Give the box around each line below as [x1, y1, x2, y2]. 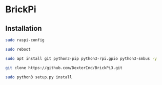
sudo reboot [5, 47, 31, 52]
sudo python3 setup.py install [5, 74, 72, 80]
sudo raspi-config [5, 37, 45, 42]
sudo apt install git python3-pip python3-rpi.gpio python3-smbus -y [5, 56, 157, 61]
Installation [5, 24, 42, 33]
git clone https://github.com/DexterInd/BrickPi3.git [5, 65, 123, 70]
